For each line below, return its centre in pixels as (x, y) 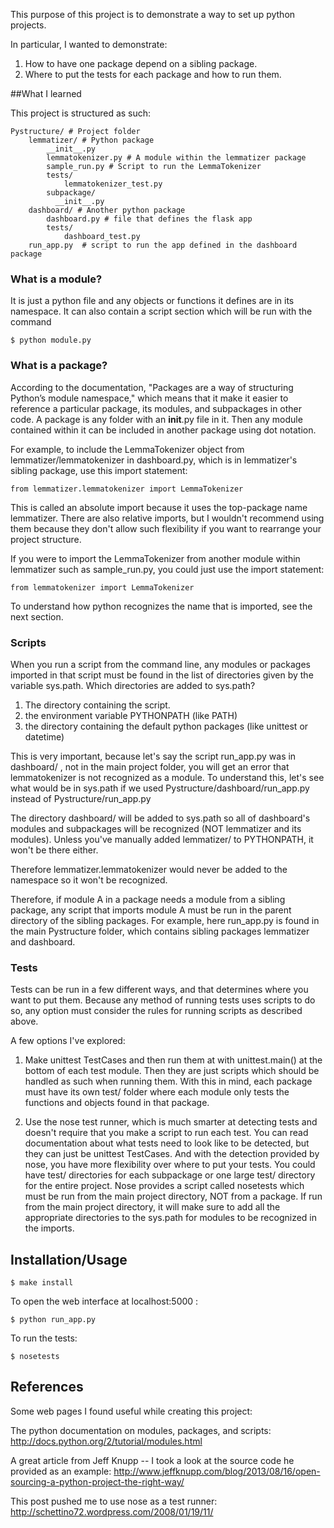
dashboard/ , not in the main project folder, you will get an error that (150, 766)
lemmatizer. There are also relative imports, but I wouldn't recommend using (167, 518)
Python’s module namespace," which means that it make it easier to (149, 398)
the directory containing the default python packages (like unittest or (166, 726)
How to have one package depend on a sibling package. (141, 63)
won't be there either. (54, 850)
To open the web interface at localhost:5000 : (104, 1301)
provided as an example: (61, 1471)
